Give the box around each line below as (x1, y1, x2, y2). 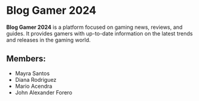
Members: (6, 54, 47, 64)
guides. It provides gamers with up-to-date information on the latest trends (6, 29, 193, 37)
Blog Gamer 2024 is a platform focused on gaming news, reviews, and (6, 23, 183, 31)
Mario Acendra (15, 82, 53, 90)
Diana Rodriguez (15, 76, 57, 83)
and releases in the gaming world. (6, 36, 91, 43)
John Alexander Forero (15, 88, 73, 96)
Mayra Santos (15, 70, 50, 77)
